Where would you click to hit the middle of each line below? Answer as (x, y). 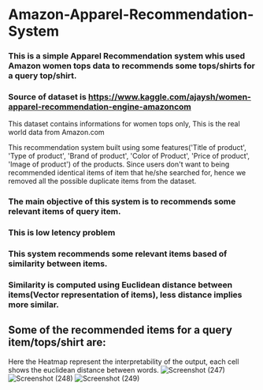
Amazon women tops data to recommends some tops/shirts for (132, 66)
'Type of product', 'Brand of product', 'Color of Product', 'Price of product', (129, 156)
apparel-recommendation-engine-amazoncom (100, 107)
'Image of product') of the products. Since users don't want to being (119, 164)
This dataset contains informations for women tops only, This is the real (124, 124)
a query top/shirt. (43, 76)
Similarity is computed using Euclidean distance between (120, 285)
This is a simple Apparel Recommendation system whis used (127, 56)
